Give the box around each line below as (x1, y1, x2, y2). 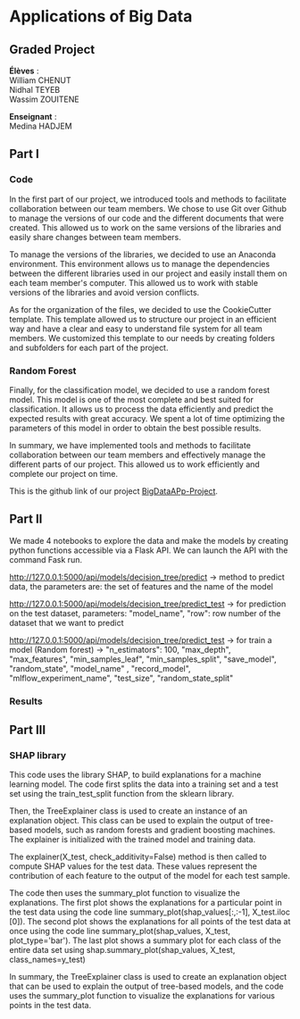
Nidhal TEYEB (9, 85, 61, 95)
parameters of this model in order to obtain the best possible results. (9, 422, 262, 433)
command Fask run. (9, 554, 83, 564)
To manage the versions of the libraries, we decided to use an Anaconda (9, 248, 277, 260)
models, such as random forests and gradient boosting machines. (34, 824, 276, 836)
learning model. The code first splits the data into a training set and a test (9, 779, 279, 789)
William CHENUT (9, 75, 71, 86)
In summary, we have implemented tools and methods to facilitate (9, 439, 252, 450)
